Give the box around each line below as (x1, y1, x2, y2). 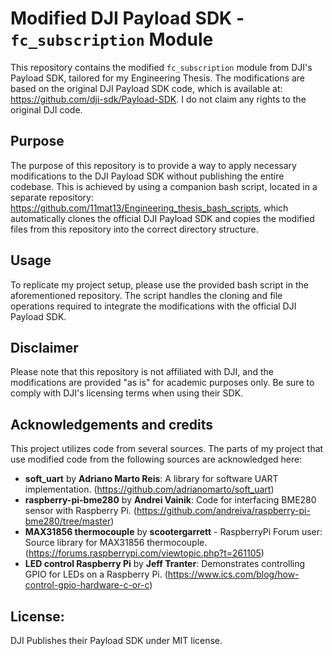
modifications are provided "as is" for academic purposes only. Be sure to (10, 377, 315, 389)
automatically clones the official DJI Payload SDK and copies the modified (10, 212, 315, 224)
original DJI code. (10, 103, 83, 116)
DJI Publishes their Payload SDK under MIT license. (10, 635, 223, 646)
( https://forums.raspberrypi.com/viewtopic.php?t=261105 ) (24, 547, 265, 559)
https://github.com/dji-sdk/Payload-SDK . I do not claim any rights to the (10, 93, 307, 105)
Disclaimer (10, 339, 79, 356)
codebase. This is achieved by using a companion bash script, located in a (10, 180, 318, 192)
